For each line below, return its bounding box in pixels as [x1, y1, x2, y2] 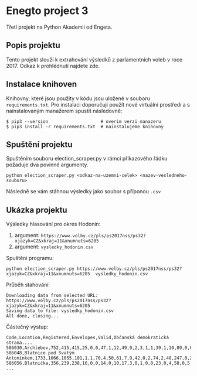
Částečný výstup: [6, 323, 49, 330]
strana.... [6, 340, 33, 346]
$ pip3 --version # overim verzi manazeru [6, 118, 161, 124]
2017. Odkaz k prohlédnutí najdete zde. [6, 62, 100, 69]
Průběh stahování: [6, 281, 50, 288]
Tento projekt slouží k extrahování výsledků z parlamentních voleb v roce [6, 56, 183, 63]
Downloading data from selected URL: [6, 293, 98, 299]
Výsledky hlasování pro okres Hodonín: [6, 221, 101, 228]
